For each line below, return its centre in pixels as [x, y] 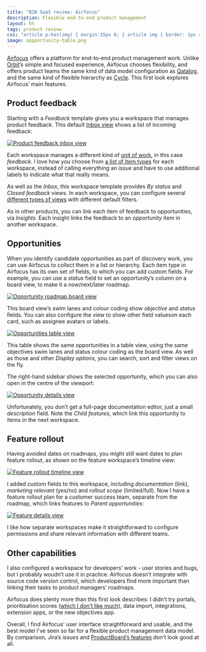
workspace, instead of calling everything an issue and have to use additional [103, 168]
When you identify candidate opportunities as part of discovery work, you [100, 258]
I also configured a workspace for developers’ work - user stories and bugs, [103, 568]
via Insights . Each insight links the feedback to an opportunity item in [94, 218]
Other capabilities [42, 553]
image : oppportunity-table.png [47, 40]
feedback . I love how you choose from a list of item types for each [90, 161]
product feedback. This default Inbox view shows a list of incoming [91, 125]
